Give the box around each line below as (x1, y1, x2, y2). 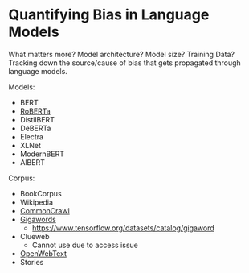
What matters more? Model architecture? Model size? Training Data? (8, 49, 235, 59)
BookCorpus (19, 188, 62, 198)
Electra (19, 131, 44, 142)
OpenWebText (19, 248, 67, 259)
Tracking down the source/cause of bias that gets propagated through (8, 58, 241, 68)
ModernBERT (19, 149, 64, 159)
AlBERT (19, 157, 46, 167)
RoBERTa (19, 106, 51, 116)
